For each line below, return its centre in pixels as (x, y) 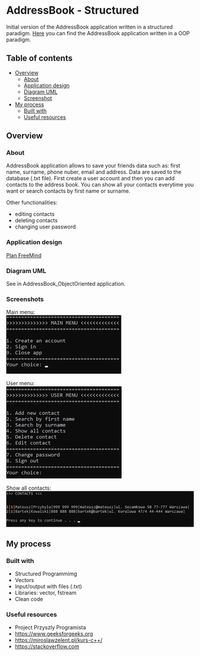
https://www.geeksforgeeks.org (54, 634)
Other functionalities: (32, 203)
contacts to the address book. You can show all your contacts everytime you (100, 185)
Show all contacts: (29, 488)
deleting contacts (36, 221)
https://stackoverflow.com (47, 646)
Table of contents (39, 58)
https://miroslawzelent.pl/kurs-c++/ (59, 640)
